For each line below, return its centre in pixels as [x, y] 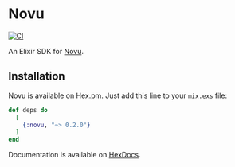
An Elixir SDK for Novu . [46, 51]
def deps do [28, 110]
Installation [37, 76]
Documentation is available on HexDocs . [74, 155]
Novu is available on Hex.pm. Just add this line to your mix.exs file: [118, 95]
